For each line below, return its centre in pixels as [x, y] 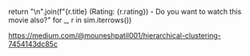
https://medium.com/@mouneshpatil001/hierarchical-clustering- [115, 36]
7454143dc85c [33, 44]
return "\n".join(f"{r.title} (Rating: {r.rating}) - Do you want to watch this [125, 12]
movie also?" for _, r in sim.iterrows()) [70, 20]
